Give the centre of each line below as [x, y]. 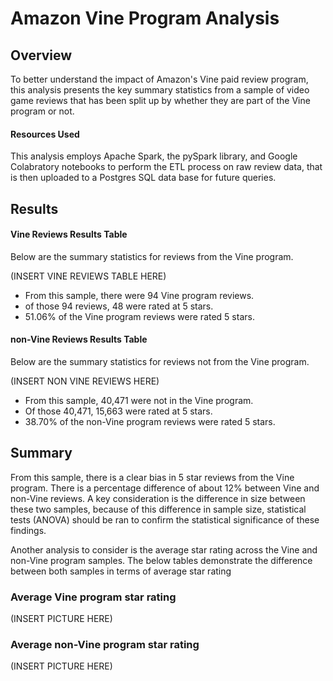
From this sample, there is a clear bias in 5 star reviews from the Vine [152, 477]
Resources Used [45, 134]
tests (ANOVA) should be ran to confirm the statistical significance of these [165, 519]
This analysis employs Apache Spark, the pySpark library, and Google [154, 156]
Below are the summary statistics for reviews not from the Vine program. [160, 361]
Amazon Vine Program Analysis [145, 18]
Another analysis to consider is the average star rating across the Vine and [164, 549]
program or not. [42, 111]
